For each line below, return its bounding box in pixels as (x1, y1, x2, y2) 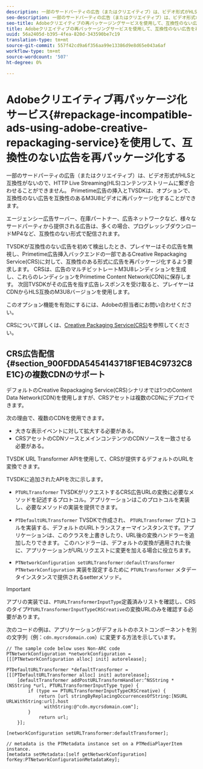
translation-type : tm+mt (6, 37, 69, 43)
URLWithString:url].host (6, 699, 69, 705)
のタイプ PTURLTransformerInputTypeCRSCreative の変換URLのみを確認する (6, 606, 188, 613)
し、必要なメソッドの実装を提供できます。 (14, 504, 121, 511)
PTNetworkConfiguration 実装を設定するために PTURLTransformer (14, 566, 174, 573)
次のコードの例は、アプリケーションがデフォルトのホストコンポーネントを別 (6, 626, 197, 634)
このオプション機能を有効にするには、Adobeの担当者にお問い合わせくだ (6, 301, 187, 308)
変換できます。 (6, 463, 43, 470)
